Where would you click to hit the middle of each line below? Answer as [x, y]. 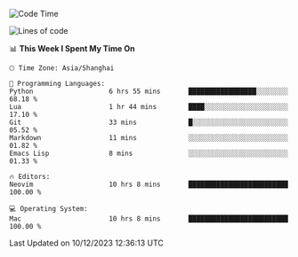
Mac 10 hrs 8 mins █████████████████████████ [149, 219]
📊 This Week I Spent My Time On [72, 48]
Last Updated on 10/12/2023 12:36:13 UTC [87, 243]
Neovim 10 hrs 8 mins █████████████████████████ [149, 184]
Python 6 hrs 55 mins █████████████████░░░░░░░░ [149, 91]
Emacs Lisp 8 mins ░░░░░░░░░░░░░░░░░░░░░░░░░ [149, 153]
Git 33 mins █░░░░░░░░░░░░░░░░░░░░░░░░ [149, 122]
